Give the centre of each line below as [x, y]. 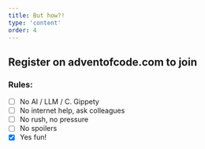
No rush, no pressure [54, 120]
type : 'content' [35, 23]
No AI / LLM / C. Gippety [60, 102]
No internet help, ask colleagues [72, 110]
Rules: [20, 84]
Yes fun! [33, 137]
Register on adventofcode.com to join [102, 62]
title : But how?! [37, 15]
